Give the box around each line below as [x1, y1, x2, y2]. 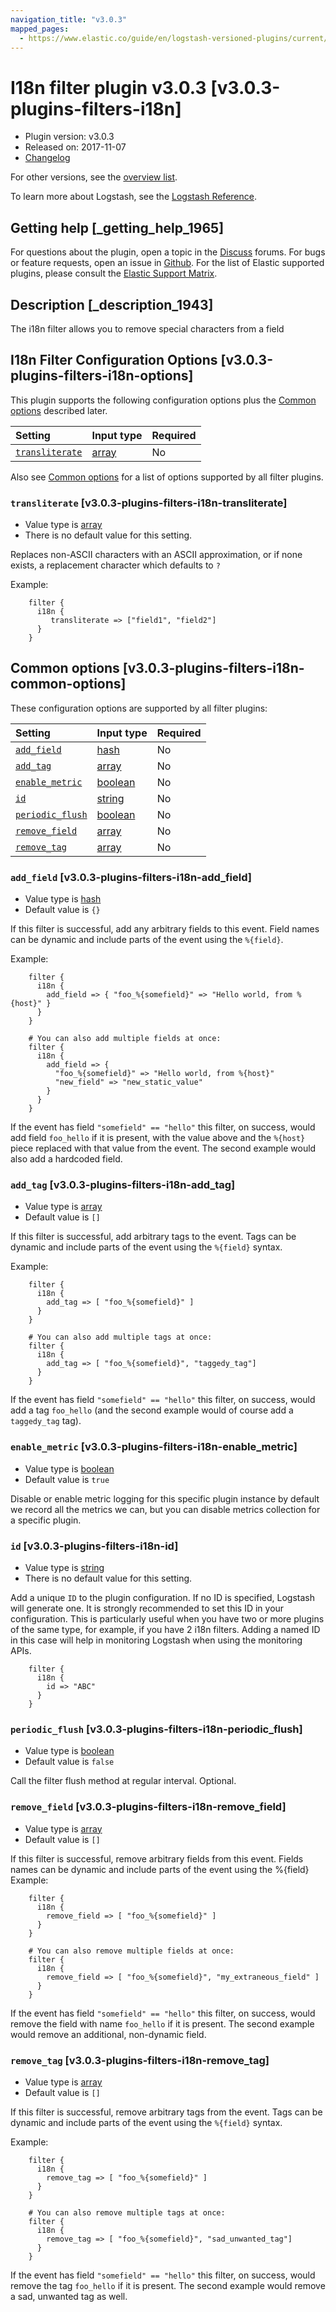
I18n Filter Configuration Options [10, 352, 218, 369]
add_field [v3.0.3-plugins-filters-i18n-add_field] [10, 870, 252, 884]
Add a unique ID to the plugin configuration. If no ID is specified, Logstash [10, 1592, 315, 1604]
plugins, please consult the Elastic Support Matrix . [10, 267, 218, 280]
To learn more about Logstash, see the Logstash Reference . [10, 191, 257, 203]
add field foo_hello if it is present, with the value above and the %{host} [10, 1132, 306, 1144]
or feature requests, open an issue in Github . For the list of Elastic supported [10, 257, 325, 269]
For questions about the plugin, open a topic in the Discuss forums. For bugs [10, 246, 326, 258]
